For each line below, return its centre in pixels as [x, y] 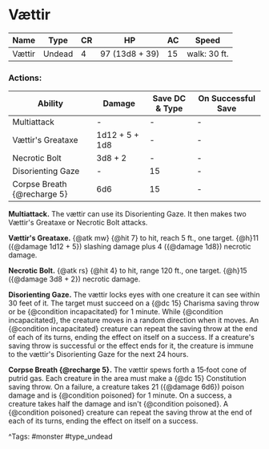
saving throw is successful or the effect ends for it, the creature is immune [131, 346]
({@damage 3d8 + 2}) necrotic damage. [74, 279]
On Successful [227, 99]
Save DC [169, 99]
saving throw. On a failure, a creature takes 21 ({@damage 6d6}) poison [126, 387]
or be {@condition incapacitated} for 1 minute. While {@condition [116, 312]
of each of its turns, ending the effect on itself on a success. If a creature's [131, 338]
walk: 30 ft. [208, 54]
